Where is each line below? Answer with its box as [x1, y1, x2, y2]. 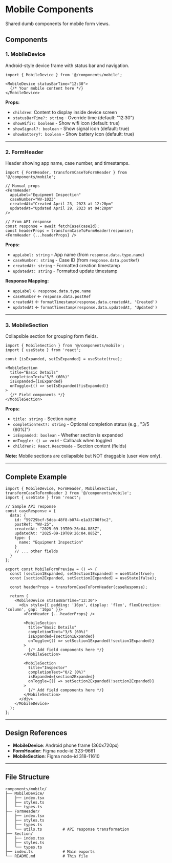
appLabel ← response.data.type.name [12, 288, 91, 294]
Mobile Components [5, 4, 94, 15]
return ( [10, 594, 29, 599]
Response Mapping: [5, 277, 49, 284]
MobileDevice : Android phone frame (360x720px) [12, 742, 119, 748]
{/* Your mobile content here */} [10, 85, 83, 91]
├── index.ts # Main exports [5, 849, 95, 854]
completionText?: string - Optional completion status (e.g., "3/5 [12, 421, 149, 427]
